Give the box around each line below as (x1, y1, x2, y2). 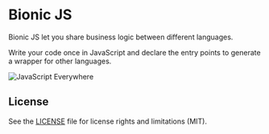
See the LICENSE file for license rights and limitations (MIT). (8, 116, 208, 126)
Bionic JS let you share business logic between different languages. (8, 32, 234, 42)
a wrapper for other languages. (8, 56, 112, 66)
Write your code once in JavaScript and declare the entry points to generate (8, 47, 261, 57)
